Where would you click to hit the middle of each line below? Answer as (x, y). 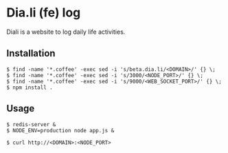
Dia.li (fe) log (44, 13)
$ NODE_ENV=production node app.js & (60, 130)
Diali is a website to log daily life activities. (66, 32)
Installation (31, 53)
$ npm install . (30, 88)
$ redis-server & (31, 124)
